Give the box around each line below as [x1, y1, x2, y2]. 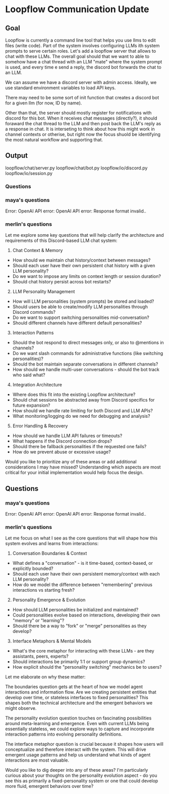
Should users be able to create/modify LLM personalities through [12, 304, 148, 310]
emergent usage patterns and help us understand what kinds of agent [5, 752, 151, 758]
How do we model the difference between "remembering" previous [12, 582, 153, 588]
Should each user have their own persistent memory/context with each [12, 571, 160, 577]
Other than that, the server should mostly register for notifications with [5, 110, 152, 116]
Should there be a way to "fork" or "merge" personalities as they [12, 623, 147, 629]
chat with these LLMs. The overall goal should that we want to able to [5, 53, 150, 59]
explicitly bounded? [12, 565, 53, 571]
